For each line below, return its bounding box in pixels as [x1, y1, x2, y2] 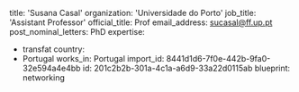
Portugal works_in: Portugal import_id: [22, 54, 165, 63]
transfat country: [22, 44, 86, 54]
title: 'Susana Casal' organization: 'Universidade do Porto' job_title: [9, 8, 257, 18]
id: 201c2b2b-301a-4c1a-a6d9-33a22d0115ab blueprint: [82, 63, 291, 73]
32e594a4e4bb [22, 63, 81, 73]
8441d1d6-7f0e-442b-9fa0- [166, 54, 271, 63]
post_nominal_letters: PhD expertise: [9, 27, 146, 37]
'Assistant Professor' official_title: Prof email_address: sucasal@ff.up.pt [9, 17, 273, 28]
